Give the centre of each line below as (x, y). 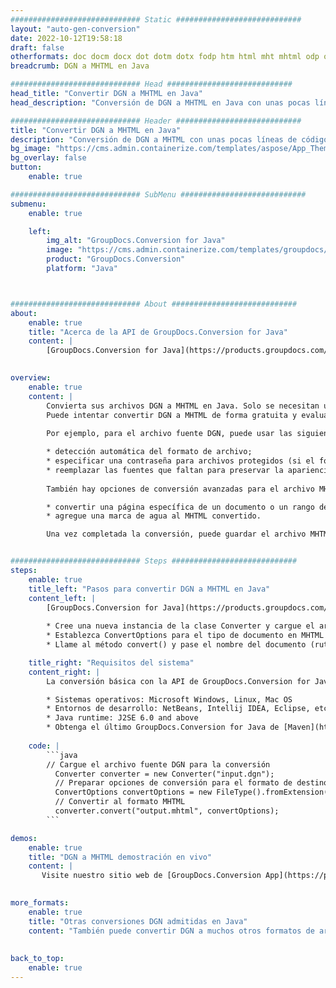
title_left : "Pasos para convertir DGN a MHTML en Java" (149, 589)
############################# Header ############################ (156, 121)
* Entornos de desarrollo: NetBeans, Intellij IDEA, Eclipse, (178, 709)
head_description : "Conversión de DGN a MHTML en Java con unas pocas (160, 102)
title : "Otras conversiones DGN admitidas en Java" (138, 921)
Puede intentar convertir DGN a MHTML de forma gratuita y (172, 415)
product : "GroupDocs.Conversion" (116, 259)
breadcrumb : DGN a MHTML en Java (80, 66)
